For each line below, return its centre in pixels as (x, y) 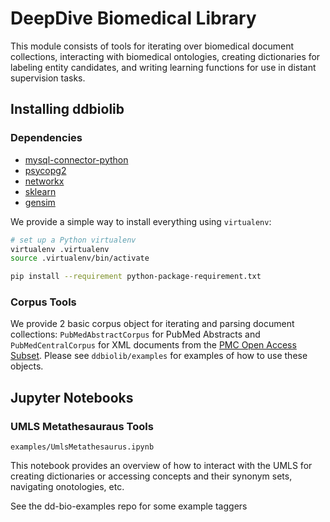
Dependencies (46, 138)
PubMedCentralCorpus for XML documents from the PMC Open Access (153, 345)
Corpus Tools (43, 302)
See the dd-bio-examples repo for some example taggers (129, 506)
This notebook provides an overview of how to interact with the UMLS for (161, 466)
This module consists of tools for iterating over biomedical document (152, 46)
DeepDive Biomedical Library (133, 18)
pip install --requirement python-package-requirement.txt (136, 277)
